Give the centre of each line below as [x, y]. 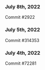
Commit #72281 [21, 63]
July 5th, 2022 [22, 30]
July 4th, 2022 [23, 53]
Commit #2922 [20, 17]
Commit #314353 [22, 40]
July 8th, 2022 [22, 7]
